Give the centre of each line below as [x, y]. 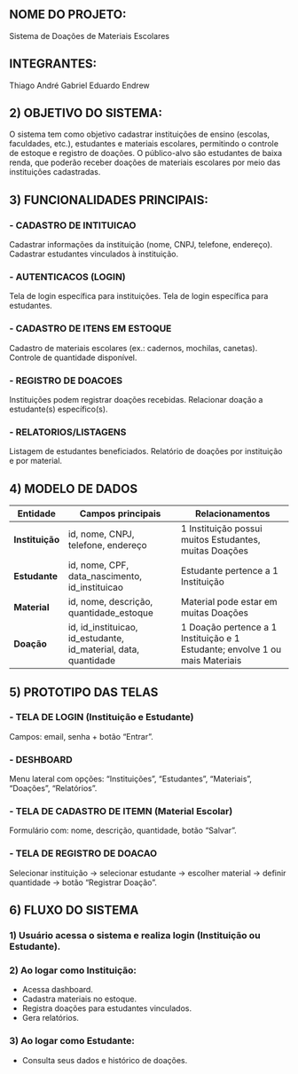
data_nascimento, [105, 576]
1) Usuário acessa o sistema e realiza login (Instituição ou [135, 936]
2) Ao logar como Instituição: [73, 970]
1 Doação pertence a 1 [229, 627]
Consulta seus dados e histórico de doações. [105, 1060]
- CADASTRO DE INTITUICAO [73, 225]
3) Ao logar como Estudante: [72, 1041]
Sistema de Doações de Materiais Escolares [90, 35]
